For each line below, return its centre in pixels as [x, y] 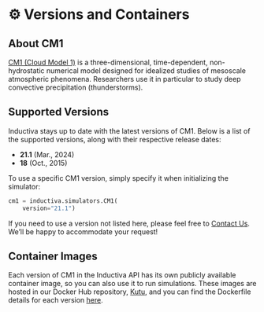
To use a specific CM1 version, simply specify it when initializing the [118, 178]
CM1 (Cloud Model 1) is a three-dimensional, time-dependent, [108, 62]
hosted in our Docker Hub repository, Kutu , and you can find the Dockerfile [130, 292]
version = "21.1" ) [49, 208]
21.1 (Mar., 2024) [47, 154]
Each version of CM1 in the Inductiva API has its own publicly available [122, 275]
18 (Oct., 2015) [43, 163]
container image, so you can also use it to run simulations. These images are [132, 284]
